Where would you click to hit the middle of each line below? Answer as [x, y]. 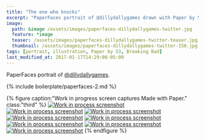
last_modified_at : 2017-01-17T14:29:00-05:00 [65, 57]
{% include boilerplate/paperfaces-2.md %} [62, 86]
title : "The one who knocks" [43, 12]
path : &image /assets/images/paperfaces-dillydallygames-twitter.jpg [102, 29]
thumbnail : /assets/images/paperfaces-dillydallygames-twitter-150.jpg [105, 46]
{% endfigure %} [106, 130]
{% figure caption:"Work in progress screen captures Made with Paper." [97, 98]
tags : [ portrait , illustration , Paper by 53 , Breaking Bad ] [85, 52]
